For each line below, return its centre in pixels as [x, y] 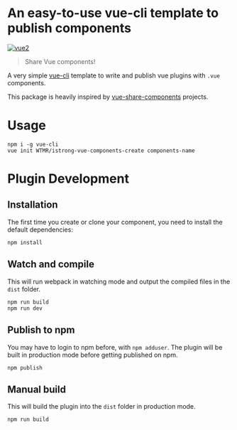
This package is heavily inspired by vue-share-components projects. [108, 97]
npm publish [25, 367]
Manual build [37, 389]
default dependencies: [40, 230]
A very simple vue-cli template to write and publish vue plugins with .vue [114, 75]
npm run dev [25, 308]
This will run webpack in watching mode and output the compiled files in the [119, 281]
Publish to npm [41, 330]
